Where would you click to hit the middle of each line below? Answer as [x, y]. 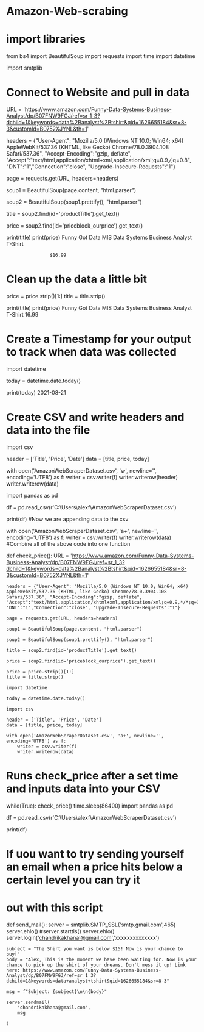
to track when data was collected [92, 352]
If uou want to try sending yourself [95, 854]
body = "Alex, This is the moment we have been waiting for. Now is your [102, 959]
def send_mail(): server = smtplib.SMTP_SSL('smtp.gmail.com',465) [91, 925]
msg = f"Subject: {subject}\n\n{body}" [57, 991]
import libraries [46, 39]
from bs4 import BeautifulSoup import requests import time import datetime [101, 56]
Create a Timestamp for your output [99, 339]
